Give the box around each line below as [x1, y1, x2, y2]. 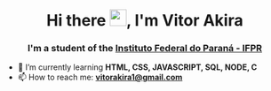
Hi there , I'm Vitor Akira [46, 11, 243, 31]
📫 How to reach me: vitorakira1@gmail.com [17, 72, 183, 83]
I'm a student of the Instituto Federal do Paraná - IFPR [27, 42, 263, 55]
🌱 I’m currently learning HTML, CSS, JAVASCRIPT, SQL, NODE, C [17, 62, 258, 72]
